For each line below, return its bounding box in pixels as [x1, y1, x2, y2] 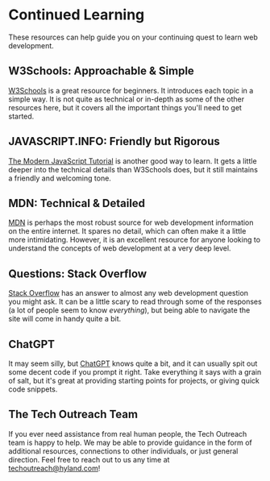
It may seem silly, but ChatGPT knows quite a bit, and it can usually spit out [8, 359, 258, 368]
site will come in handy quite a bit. [8, 314, 122, 324]
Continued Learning [8, 6, 145, 24]
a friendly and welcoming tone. [8, 173, 111, 183]
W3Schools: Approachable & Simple [8, 64, 195, 78]
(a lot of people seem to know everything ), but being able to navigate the [8, 305, 251, 315]
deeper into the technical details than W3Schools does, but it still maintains [8, 164, 258, 174]
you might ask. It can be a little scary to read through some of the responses [8, 296, 262, 307]
